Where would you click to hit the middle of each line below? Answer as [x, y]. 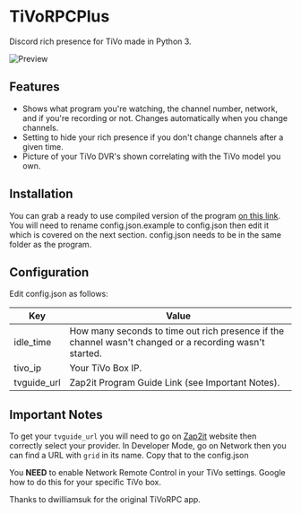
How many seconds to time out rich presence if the [177, 331]
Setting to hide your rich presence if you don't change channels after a [153, 137]
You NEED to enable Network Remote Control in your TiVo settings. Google [147, 473]
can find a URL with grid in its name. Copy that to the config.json [129, 456]
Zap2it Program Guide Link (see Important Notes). [175, 383]
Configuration [49, 272]
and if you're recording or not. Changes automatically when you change [155, 118]
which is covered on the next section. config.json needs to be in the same [146, 234]
